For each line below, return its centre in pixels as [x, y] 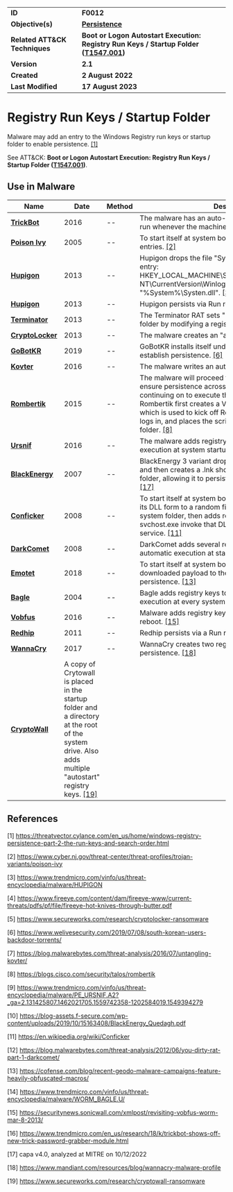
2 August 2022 [107, 75]
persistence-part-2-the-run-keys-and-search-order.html [88, 843]
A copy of [80, 664]
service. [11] [161, 532]
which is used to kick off [179, 412]
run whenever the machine [183, 226]
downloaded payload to [178, 573]
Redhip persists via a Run [181, 632]
